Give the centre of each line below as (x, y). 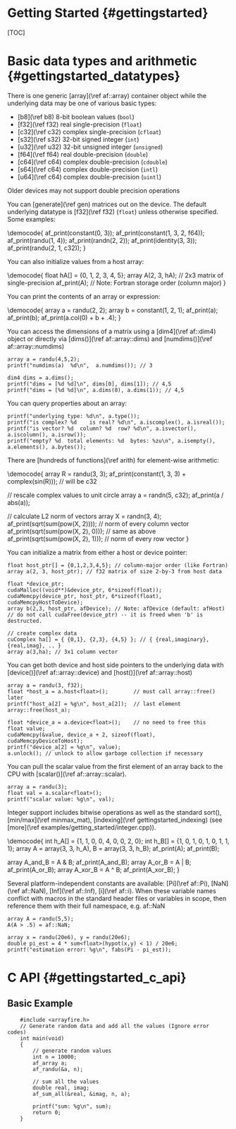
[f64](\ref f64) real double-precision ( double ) (83, 154)
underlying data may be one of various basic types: (82, 103)
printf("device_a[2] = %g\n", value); (64, 747)
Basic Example (40, 1004)
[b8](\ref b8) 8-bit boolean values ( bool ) (76, 117)
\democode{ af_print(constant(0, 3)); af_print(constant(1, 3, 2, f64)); (106, 233)
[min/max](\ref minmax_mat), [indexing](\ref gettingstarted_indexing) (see (115, 820)
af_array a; (50, 1063)
